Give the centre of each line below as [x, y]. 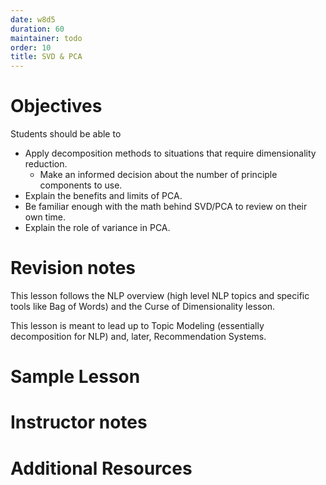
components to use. [81, 185]
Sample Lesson [75, 377]
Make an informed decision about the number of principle [158, 175]
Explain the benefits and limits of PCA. [103, 196]
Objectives [56, 106]
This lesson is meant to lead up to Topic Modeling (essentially [137, 325]
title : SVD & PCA [46, 57]
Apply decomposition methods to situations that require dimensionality [170, 153]
